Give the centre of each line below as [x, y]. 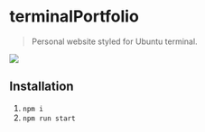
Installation [42, 87]
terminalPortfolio [75, 17]
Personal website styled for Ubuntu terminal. [114, 41]
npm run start [49, 119]
